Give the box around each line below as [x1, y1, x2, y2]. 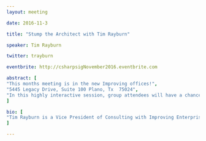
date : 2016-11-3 [6, 20, 48, 26]
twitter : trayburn [6, 53, 53, 59]
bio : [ [6, 109, 23, 115]
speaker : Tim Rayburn [6, 42, 62, 48]
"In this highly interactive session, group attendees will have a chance [6, 92, 202, 98]
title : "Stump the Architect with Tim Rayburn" [6, 31, 131, 37]
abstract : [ [6, 75, 37, 81]
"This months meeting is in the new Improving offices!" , [6, 81, 158, 87]
